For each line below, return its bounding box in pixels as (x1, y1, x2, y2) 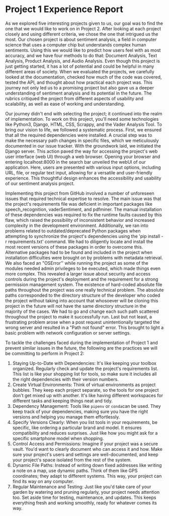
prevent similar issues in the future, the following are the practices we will (5, 345, 157, 351)
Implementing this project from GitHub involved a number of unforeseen (5, 190, 154, 196)
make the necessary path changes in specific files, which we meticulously (5, 137, 159, 144)
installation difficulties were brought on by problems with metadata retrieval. (5, 254, 163, 261)
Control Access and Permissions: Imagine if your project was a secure (12, 441, 158, 447)
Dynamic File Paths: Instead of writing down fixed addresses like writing (12, 462, 162, 468)
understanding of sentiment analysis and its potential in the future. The (5, 90, 152, 96)
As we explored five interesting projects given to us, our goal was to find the (5, 20, 163, 26)
